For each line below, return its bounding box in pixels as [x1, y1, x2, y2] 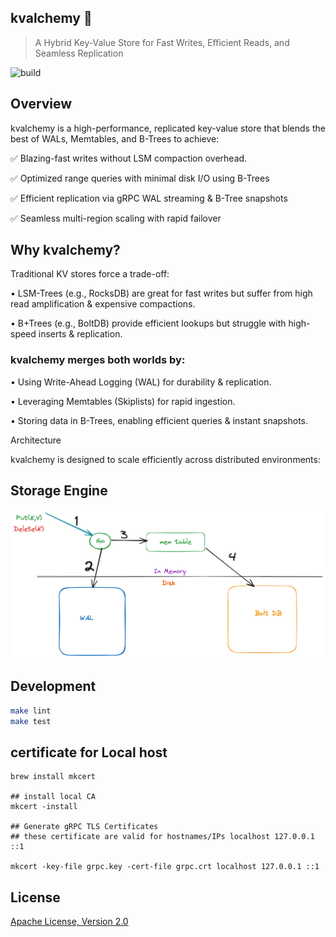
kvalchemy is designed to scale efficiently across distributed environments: [10, 453, 321, 465]
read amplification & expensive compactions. [10, 298, 196, 310]
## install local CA [10, 792, 97, 802]
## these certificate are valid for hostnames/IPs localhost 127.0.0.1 [10, 832, 315, 842]
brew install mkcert [10, 772, 97, 782]
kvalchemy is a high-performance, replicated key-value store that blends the [10, 122, 326, 134]
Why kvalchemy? [10, 242, 121, 259]
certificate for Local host [10, 744, 168, 761]
